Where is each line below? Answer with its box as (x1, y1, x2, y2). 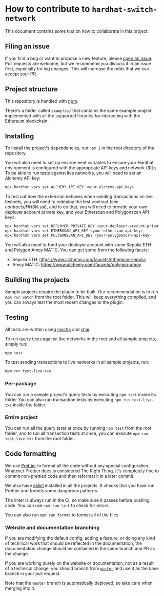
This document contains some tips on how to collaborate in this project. (5, 28, 149, 34)
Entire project (5, 414, 38, 421)
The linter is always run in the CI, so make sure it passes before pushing (5, 497, 150, 503)
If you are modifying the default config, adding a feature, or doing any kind (5, 535, 155, 541)
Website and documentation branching (5, 524, 100, 531)
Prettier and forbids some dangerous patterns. (5, 487, 99, 493)
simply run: (5, 341, 28, 347)
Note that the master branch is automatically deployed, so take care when (5, 580, 153, 586)
